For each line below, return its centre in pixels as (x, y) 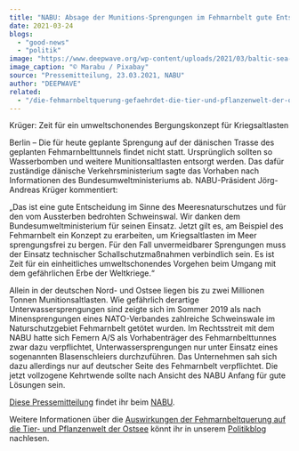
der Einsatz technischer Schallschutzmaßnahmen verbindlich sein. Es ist (142, 254)
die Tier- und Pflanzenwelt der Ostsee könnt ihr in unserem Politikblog (138, 429)
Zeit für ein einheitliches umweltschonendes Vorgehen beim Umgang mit (143, 264)
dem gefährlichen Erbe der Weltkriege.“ (82, 273)
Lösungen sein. (37, 385)
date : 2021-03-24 (41, 26)
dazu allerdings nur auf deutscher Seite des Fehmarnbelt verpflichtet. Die (144, 366)
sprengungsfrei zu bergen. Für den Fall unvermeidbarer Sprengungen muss (148, 245)
